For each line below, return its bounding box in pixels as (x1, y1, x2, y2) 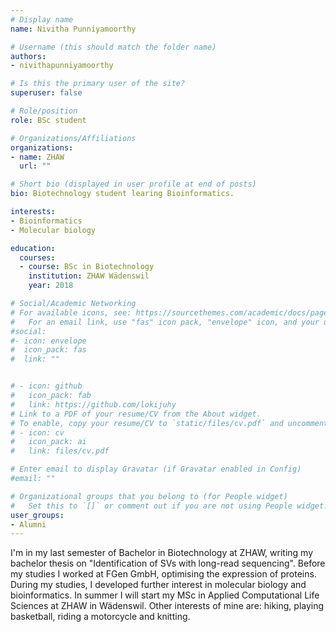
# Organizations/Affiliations (10, 133, 137, 143)
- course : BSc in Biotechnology (19, 262, 155, 272)
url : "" (19, 161, 52, 171)
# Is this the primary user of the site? (10, 79, 186, 89)
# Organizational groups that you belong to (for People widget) (10, 491, 288, 501)
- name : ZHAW (10, 152, 65, 162)
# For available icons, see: (10, 307, 132, 318)
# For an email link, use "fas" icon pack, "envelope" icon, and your (10, 317, 320, 327)
